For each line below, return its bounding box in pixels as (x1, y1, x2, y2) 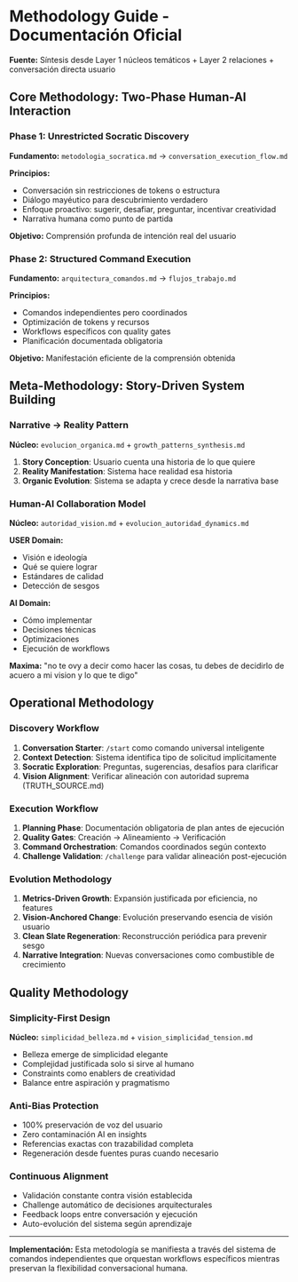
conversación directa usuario (9, 64, 116, 75)
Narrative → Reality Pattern (9, 419, 129, 432)
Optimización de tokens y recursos (21, 316, 150, 327)
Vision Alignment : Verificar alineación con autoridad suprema (21, 770, 250, 781)
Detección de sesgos (21, 580, 100, 591)
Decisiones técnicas (21, 624, 97, 634)
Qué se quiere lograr (21, 561, 98, 572)
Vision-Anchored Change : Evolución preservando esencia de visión (21, 912, 273, 923)
